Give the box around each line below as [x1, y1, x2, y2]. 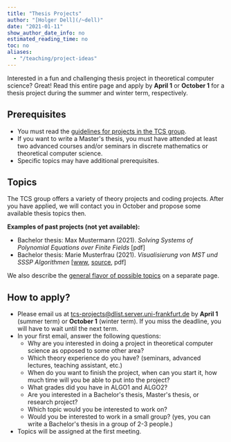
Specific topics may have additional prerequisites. [17, 156, 160, 164]
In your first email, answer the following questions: [17, 332, 161, 340]
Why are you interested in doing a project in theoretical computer [27, 339, 213, 347]
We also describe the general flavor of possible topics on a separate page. [7, 271, 220, 280]
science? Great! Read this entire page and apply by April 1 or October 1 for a [7, 81, 225, 90]
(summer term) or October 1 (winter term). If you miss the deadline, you [17, 317, 221, 325]
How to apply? [7, 291, 71, 303]
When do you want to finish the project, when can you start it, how [27, 369, 218, 377]
